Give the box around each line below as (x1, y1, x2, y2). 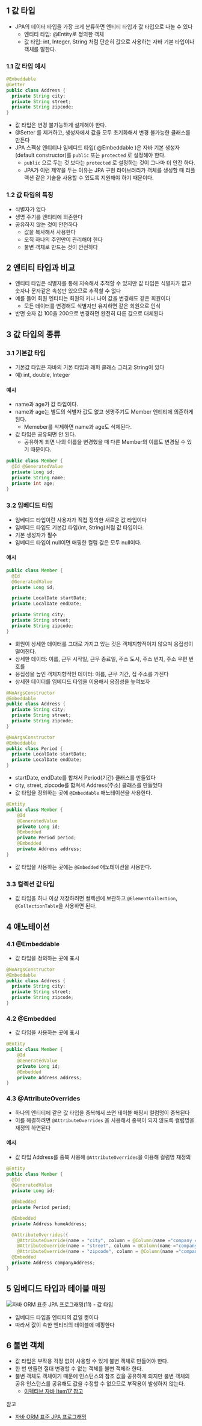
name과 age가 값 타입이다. (14, 400, 78, 408)
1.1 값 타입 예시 (6, 62, 46, 71)
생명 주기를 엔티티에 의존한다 (14, 213, 83, 220)
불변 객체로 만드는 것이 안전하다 (23, 243, 98, 250)
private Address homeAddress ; (11, 1220, 87, 1227)
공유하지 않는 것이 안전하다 (14, 221, 78, 228)
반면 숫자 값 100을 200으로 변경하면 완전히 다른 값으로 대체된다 (14, 310, 164, 317)
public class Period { (6, 745, 63, 752)
